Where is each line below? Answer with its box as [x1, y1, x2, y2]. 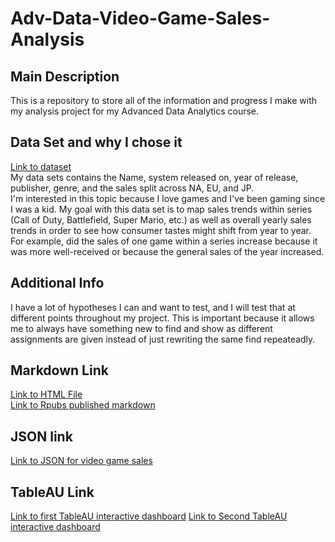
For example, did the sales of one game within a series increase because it [10, 235, 318, 247]
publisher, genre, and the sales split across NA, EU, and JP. [10, 182, 255, 194]
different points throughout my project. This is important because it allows [10, 312, 315, 324]
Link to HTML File [10, 388, 83, 401]
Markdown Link [10, 362, 109, 379]
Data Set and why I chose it [10, 134, 183, 151]
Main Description [10, 68, 120, 85]
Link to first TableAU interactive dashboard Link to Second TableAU [10, 510, 288, 522]
